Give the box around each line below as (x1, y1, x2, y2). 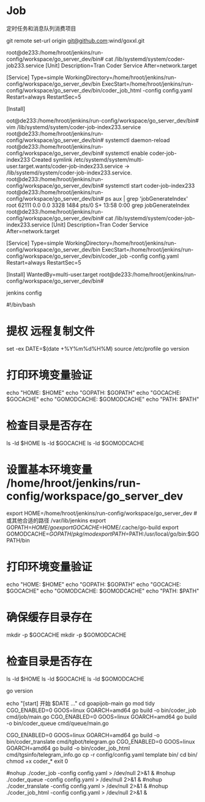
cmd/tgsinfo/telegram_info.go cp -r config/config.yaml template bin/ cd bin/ (6, 751, 198, 758)
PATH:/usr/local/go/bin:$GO (129, 530, 199, 538)
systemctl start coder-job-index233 (105, 182, 195, 189)
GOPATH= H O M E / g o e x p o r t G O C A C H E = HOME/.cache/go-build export (6, 523, 179, 531)
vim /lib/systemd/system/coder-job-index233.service (6, 123, 141, 130)
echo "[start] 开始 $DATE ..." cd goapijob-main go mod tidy (6, 699, 155, 707)
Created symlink (31, 156, 73, 163)
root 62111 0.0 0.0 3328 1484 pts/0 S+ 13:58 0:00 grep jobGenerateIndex (6, 201, 190, 209)
